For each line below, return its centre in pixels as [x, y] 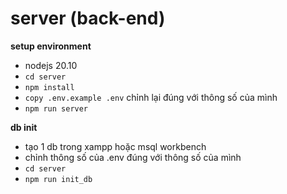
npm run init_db [58, 179]
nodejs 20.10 [51, 65]
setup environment [51, 46]
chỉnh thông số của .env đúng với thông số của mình [133, 157]
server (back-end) [88, 18]
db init [24, 127]
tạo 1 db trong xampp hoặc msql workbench [115, 146]
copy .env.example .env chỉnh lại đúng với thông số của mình [151, 97]
